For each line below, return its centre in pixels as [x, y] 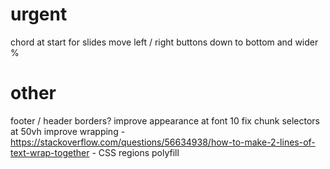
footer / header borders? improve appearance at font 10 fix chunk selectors [165, 120]
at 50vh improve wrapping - [68, 131]
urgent [39, 14]
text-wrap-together [50, 152]
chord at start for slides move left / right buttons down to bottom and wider [164, 42]
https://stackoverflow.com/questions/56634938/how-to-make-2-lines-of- [163, 142]
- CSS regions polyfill [135, 152]
